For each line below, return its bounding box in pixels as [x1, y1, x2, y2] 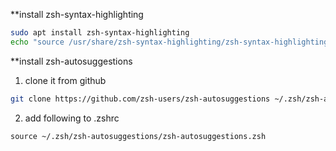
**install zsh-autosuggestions [10, 55, 133, 67]
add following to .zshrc [24, 112, 120, 124]
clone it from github [24, 74, 107, 86]
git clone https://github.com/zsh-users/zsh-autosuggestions [10, 94, 271, 104]
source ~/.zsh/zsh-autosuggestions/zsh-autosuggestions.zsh [10, 131, 267, 141]
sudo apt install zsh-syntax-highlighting [10, 28, 190, 38]
